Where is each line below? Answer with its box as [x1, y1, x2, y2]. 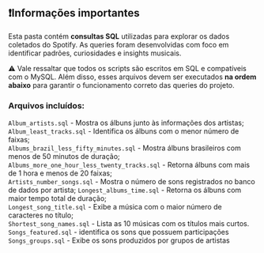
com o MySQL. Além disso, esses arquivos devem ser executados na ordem [8, 72, 257, 81]
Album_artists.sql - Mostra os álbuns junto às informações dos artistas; [8, 118, 244, 128]
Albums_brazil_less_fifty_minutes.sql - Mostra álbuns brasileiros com [8, 143, 241, 153]
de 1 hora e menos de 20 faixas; [8, 168, 112, 178]
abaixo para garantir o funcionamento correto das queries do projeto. [8, 80, 235, 89]
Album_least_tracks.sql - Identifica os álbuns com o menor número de [8, 126, 239, 136]
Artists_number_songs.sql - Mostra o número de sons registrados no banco [8, 177, 255, 187]
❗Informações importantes [8, 6, 140, 20]
